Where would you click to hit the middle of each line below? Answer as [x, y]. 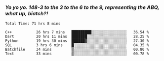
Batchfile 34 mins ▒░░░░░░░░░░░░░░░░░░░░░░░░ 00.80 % [77, 50]
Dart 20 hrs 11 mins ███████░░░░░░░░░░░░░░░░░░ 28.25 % [77, 37]
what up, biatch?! [27, 13]
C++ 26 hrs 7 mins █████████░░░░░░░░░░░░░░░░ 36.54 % [77, 32]
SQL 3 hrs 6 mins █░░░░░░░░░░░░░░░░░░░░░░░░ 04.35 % [77, 45]
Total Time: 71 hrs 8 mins [33, 24]
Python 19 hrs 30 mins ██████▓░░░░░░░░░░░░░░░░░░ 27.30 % [77, 41]
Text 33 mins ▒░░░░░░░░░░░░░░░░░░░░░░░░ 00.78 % [77, 54]
